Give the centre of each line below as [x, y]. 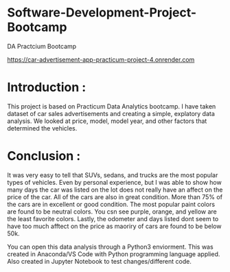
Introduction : [47, 88]
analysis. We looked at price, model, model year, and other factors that [107, 121]
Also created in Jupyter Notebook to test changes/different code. [100, 261]
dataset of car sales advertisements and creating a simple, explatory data [111, 113]
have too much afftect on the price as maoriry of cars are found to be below [114, 226]
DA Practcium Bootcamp [42, 46]
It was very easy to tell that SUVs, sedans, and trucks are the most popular [113, 175]
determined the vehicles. [42, 128]
